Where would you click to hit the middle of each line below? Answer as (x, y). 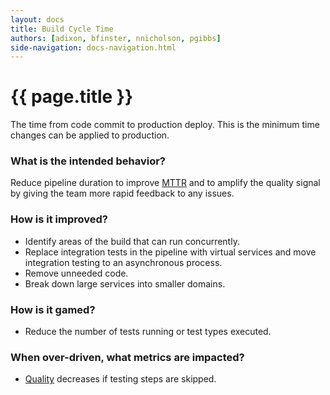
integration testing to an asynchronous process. (123, 262)
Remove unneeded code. (76, 273)
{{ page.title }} (72, 97)
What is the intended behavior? (88, 161)
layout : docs (37, 19)
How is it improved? (59, 219)
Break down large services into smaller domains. (125, 283)
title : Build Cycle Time (62, 29)
